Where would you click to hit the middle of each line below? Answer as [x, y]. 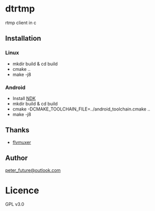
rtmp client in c [21, 23]
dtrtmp [20, 9]
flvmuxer [22, 142]
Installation [23, 38]
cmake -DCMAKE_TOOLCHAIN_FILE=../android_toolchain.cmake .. [81, 109]
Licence [22, 190]
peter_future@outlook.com [33, 170]
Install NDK [24, 98]
